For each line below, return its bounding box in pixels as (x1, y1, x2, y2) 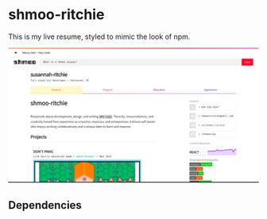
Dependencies (8, 198, 82, 212)
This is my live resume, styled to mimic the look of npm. (8, 32, 191, 41)
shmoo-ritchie (8, 6, 105, 24)
